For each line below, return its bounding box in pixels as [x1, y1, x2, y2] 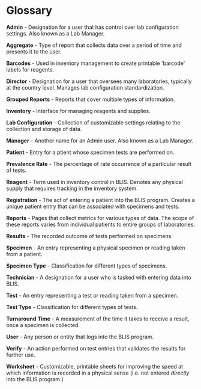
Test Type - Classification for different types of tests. [6, 303, 138, 310]
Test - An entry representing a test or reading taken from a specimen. [6, 292, 179, 299]
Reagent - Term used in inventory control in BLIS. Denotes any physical [6, 178, 183, 185]
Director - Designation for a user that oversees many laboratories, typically [6, 78, 192, 85]
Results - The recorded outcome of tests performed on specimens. [6, 232, 173, 239]
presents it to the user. [6, 47, 62, 55]
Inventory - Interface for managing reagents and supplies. [6, 107, 151, 114]
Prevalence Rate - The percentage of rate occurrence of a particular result [6, 160, 192, 167]
